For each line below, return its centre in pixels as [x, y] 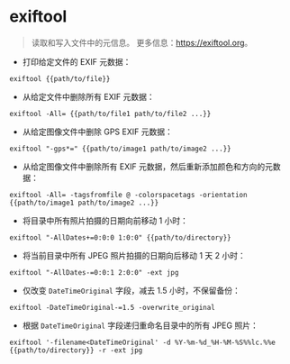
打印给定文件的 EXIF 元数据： [77, 61]
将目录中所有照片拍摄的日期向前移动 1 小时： [105, 220]
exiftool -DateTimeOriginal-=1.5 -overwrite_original [113, 307]
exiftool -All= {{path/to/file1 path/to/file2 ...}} [110, 114]
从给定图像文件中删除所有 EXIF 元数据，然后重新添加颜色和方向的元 [147, 166]
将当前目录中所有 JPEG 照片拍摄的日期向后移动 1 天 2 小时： [134, 255]
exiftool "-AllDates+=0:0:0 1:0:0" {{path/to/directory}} [120, 237]
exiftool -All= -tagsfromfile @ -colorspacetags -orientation [128, 195]
